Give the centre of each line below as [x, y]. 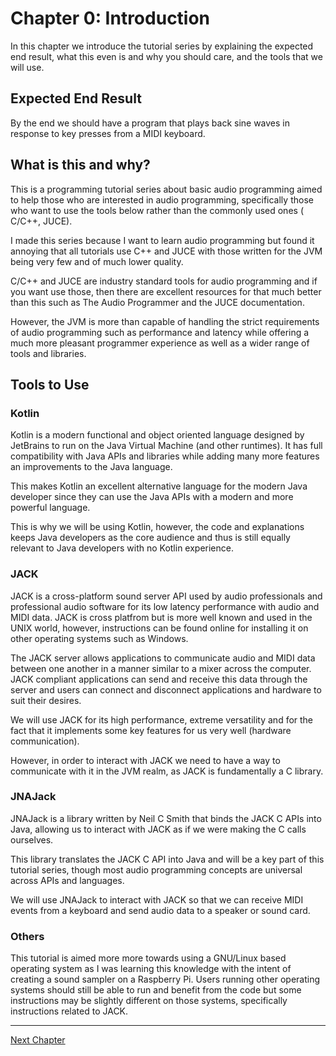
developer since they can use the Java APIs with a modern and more [152, 497]
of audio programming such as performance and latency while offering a [160, 332]
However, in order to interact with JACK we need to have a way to [145, 760]
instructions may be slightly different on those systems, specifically [149, 1001]
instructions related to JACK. [69, 1011]
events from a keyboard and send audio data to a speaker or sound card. [160, 910]
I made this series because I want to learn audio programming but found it [162, 240]
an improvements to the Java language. [91, 467]
